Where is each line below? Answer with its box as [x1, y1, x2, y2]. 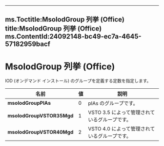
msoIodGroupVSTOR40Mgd [7, 129, 74, 136]
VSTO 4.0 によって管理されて [87, 126, 155, 132]
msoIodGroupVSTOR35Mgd [7, 113, 74, 119]
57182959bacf [5, 40, 50, 49]
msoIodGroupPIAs [7, 100, 51, 107]
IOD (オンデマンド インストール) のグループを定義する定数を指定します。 [5, 78, 151, 84]
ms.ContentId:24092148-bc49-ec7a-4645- [5, 32, 142, 41]
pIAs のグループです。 [87, 100, 138, 107]
